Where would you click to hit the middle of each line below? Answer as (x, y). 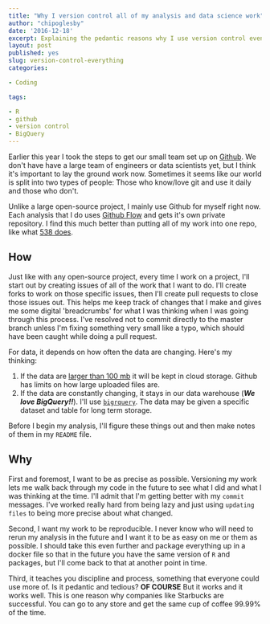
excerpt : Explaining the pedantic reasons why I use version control (127, 38)
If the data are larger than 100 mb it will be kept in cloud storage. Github (139, 376)
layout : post (30, 46)
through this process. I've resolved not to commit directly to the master (126, 319)
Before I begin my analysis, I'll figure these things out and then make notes (132, 426)
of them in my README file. (50, 434)
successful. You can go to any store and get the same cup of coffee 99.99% (135, 604)
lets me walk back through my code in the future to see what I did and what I (135, 487)
